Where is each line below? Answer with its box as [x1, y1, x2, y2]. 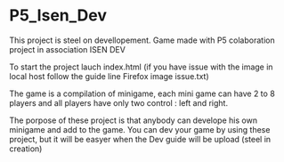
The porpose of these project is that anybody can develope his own [9, 115, 258, 126]
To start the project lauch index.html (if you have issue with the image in [9, 61, 273, 72]
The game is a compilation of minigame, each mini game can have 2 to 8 [9, 88, 276, 99]
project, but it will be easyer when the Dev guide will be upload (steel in [9, 134, 272, 144]
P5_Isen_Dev [9, 5, 107, 26]
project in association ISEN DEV [9, 44, 126, 54]
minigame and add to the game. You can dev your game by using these [9, 124, 271, 134]
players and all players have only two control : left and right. [9, 97, 229, 108]
